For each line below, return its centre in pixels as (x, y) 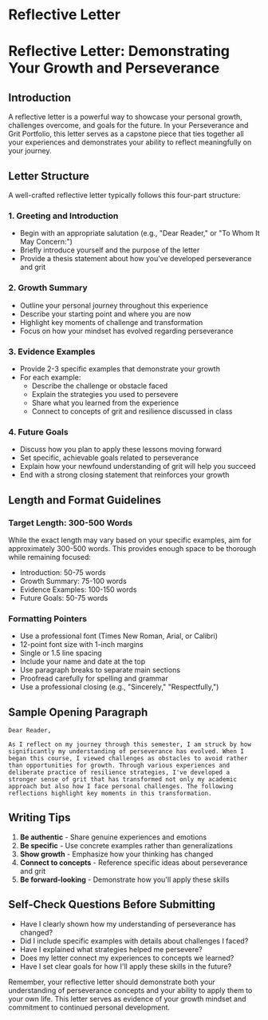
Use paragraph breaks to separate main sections (100, 670)
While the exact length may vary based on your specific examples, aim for (130, 540)
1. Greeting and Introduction (63, 216)
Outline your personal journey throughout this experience (114, 305)
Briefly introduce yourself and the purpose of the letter (110, 250)
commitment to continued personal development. (89, 1007)
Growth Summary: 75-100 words (73, 581)
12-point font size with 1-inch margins (81, 645)
